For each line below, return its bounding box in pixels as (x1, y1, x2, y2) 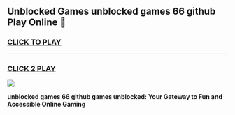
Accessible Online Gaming (7, 100, 86, 108)
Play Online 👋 (7, 17, 66, 29)
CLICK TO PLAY (7, 38, 62, 47)
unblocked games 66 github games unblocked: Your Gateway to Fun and (7, 92, 222, 100)
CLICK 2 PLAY (7, 63, 56, 73)
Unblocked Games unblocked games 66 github (7, 6, 216, 17)
